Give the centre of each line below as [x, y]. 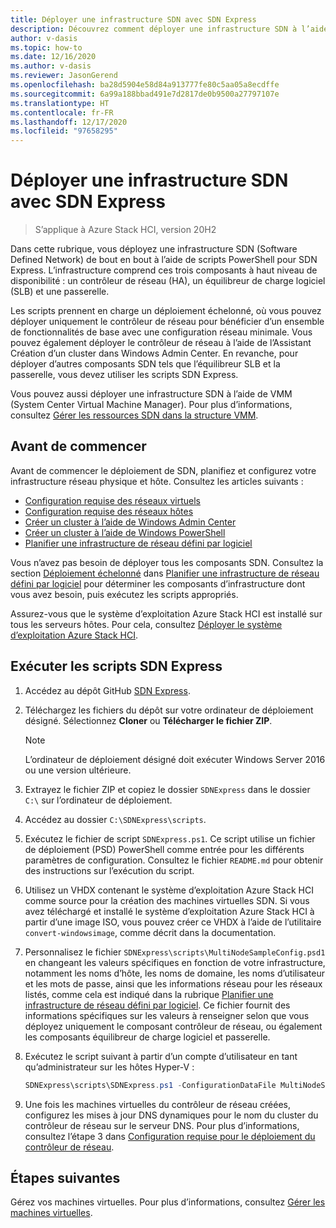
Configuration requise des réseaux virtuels [112, 500]
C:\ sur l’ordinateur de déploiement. [98, 800]
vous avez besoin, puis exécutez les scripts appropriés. [124, 594]
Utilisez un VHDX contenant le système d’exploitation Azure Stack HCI [169, 890]
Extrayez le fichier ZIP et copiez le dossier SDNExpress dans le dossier [167, 789]
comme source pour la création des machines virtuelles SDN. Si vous [167, 900]
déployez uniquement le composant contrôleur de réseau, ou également [173, 1026]
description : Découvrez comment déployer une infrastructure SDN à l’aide [169, 29]
